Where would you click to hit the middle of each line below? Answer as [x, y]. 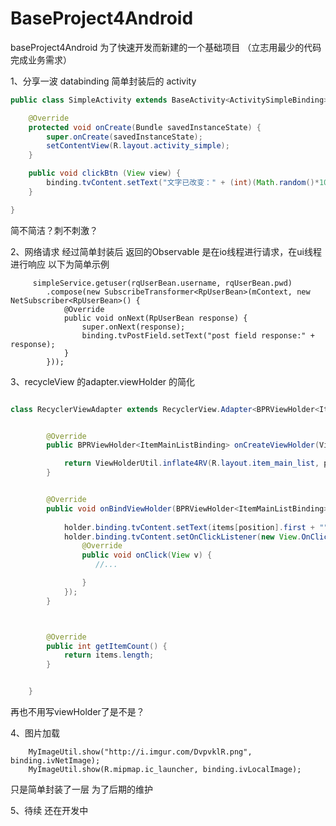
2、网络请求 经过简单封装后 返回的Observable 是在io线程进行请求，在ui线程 [166, 251]
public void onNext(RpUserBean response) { [155, 318]
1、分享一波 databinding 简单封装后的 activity [103, 81]
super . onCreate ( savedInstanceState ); [124, 137]
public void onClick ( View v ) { [147, 555]
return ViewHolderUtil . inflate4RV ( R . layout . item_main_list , [191, 463]
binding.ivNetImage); [55, 761]
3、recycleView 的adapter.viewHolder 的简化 [103, 381]
